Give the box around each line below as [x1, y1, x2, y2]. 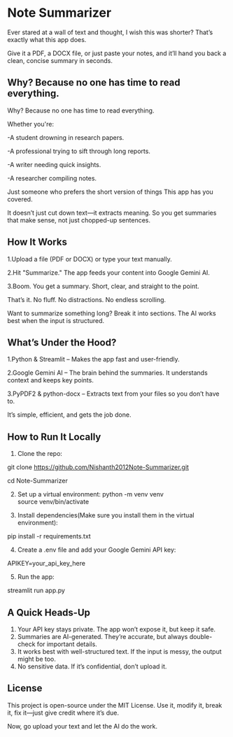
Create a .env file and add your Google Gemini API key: [17, 545, 176, 554]
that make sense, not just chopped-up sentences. [7, 215, 150, 224]
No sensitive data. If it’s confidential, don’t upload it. [17, 662, 167, 671]
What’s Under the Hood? [7, 336, 117, 348]
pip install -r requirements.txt [7, 532, 91, 541]
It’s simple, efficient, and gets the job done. [7, 410, 132, 419]
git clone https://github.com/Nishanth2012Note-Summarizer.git [7, 463, 189, 471]
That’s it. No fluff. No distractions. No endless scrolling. [7, 295, 167, 303]
